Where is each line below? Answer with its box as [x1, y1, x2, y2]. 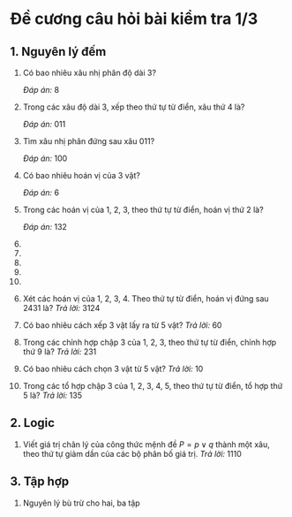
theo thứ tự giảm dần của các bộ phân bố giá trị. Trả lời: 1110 [22, 448, 242, 459]
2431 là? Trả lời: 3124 [22, 303, 101, 313]
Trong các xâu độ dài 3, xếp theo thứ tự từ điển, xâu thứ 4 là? [22, 102, 245, 112]
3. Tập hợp [10, 474, 70, 490]
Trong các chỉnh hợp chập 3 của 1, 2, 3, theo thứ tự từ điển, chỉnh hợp [22, 337, 277, 347]
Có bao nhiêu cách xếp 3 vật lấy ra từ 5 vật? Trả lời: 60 [22, 320, 222, 331]
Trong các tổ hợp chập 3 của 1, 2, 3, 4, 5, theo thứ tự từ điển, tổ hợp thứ [22, 381, 283, 391]
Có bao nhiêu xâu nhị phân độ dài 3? [22, 67, 157, 78]
